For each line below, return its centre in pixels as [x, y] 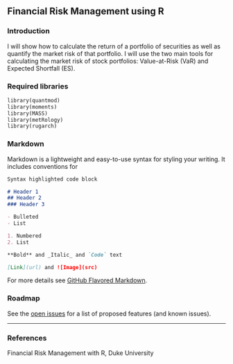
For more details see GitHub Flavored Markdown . [77, 280]
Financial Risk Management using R [86, 11]
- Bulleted [23, 217]
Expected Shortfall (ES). [41, 68]
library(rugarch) [32, 126]
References [27, 338]
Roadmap [24, 298]
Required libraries [38, 86]
